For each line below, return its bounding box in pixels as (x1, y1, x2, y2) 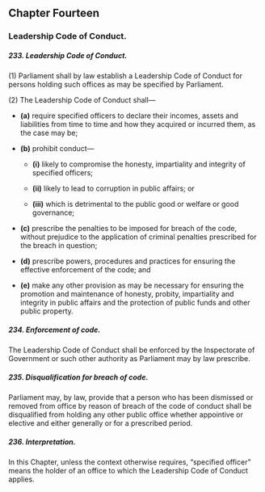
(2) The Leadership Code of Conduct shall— (8, 95, 156, 105)
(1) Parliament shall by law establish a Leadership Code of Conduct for (8, 71, 242, 81)
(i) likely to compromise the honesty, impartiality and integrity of (32, 159, 246, 169)
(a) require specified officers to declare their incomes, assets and (19, 111, 238, 120)
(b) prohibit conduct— (19, 144, 95, 153)
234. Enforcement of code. (8, 325, 101, 334)
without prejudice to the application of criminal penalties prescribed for (19, 232, 257, 242)
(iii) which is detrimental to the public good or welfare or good (32, 200, 239, 209)
